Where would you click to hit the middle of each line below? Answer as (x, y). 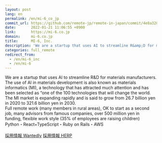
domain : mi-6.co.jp (29, 37)
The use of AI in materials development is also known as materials (71, 82)
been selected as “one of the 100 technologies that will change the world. (78, 93)
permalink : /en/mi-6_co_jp (32, 18)
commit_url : (17, 23)
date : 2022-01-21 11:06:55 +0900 (45, 28)
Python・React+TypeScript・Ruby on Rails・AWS (54, 125)
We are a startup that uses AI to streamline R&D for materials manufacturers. (81, 78)
